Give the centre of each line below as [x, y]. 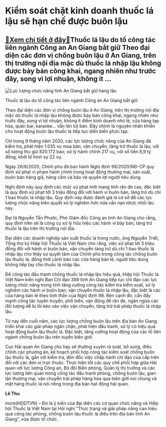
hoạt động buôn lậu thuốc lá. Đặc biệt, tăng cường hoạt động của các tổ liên [83, 332]
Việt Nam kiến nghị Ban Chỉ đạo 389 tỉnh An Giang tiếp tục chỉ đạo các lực [81, 279]
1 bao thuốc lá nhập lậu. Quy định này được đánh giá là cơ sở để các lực [79, 198]
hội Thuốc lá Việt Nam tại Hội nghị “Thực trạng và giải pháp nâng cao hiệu [81, 409]
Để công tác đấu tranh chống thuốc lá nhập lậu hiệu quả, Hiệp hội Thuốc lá [82, 274]
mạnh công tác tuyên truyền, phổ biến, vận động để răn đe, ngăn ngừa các [82, 301]
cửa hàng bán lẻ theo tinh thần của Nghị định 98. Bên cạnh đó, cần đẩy [78, 295]
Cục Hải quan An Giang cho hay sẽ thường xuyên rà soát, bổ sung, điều [78, 347]
